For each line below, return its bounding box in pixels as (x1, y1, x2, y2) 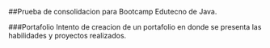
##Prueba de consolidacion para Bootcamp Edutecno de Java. (8, 7, 217, 16)
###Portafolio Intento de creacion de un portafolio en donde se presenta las (8, 22, 262, 31)
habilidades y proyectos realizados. (8, 31, 127, 40)
